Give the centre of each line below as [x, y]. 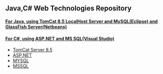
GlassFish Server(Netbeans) [36, 27]
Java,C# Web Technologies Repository [68, 8]
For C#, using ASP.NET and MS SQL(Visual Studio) [60, 38]
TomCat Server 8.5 [32, 50]
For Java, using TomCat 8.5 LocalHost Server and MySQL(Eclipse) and [81, 21]
